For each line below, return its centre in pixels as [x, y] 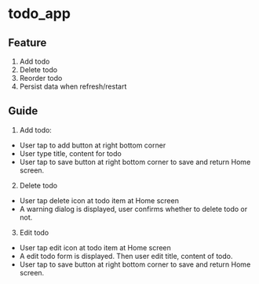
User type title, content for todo [70, 153]
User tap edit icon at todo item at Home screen [95, 247]
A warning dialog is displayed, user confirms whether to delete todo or [133, 209]
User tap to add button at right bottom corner [93, 145]
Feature [27, 43]
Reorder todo [41, 78]
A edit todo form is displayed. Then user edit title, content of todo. [126, 256]
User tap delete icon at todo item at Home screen [99, 200]
